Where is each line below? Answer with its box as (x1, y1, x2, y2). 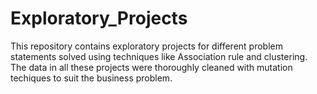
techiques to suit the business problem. (10, 72, 173, 84)
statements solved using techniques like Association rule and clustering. (10, 50, 308, 62)
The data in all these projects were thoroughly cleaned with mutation (10, 61, 293, 73)
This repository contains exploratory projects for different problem (10, 40, 284, 52)
